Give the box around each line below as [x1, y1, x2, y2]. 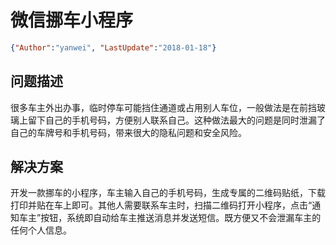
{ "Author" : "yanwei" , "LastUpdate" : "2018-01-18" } [10, 42, 217, 53]
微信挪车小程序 [10, 9, 134, 32]
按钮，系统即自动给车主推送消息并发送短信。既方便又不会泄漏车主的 [40, 212, 322, 224]
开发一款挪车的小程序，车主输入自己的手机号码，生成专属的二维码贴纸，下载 [10, 187, 326, 199]
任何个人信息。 [10, 224, 72, 236]
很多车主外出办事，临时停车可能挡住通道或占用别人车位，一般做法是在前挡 [10, 101, 317, 113]
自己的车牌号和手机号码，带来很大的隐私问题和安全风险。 [10, 126, 247, 138]
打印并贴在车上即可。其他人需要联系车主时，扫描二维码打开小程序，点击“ [10, 199, 313, 211]
